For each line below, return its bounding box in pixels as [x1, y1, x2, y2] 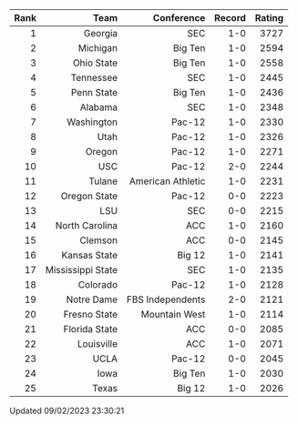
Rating [254, 12, 284, 24]
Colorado [77, 278, 118, 290]
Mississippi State [45, 264, 118, 276]
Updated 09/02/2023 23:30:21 [9, 405, 125, 416]
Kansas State [61, 249, 118, 261]
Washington [67, 116, 118, 128]
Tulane [88, 175, 118, 187]
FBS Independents [126, 293, 206, 306]
